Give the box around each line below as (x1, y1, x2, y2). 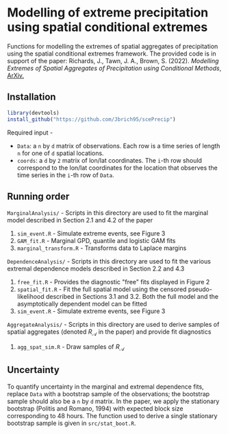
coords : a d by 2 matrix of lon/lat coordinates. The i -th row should (16, 156, 202, 164)
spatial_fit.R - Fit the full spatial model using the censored (16, 285, 187, 293)
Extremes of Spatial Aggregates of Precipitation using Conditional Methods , (7, 64, 222, 72)
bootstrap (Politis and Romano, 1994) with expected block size (7, 404, 183, 413)
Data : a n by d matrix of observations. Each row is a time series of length (16, 141, 220, 150)
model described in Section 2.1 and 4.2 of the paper (7, 216, 153, 225)
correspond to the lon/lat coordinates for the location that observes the (16, 163, 218, 172)
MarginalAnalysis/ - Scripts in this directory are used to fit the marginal (7, 209, 209, 217)
